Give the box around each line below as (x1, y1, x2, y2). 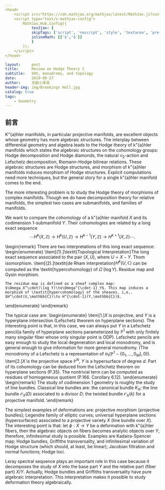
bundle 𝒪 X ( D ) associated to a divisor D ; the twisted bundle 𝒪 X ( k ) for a (5, 391, 145, 398)
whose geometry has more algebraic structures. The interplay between (5, 137, 149, 143)
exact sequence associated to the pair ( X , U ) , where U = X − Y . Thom (5, 254, 145, 260)
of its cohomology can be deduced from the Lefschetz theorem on (5, 363, 140, 370)
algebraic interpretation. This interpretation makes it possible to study (5, 474, 146, 480)
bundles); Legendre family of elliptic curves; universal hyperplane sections (5, 412, 156, 418)
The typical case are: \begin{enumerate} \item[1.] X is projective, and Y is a (5, 312, 156, 318)
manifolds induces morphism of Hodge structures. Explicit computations (5, 169, 152, 175)
